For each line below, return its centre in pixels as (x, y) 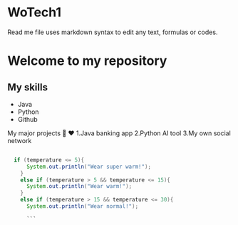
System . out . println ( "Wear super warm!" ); (89, 167)
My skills (28, 87)
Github (27, 119)
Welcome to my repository (87, 61)
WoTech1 (35, 12)
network (20, 140)
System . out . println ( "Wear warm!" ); (79, 187)
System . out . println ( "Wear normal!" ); (82, 206)
